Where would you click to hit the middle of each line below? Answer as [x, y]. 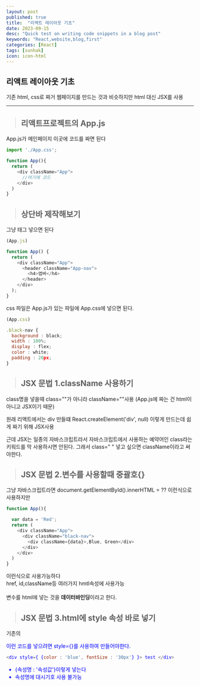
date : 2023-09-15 [28, 28]
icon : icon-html [26, 56]
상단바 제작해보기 [51, 214]
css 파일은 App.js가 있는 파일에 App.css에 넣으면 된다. [70, 308]
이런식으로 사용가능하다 [33, 576]
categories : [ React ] [32, 45]
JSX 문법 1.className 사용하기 [77, 384]
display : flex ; [32, 347]
